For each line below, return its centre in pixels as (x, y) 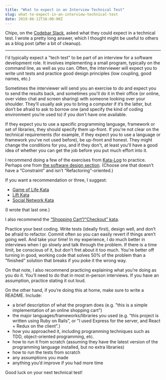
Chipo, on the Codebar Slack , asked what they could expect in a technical (80, 33)
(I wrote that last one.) (28, 210)
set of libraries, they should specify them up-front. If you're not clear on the (82, 130)
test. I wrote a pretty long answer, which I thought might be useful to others (82, 38)
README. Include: (23, 295)
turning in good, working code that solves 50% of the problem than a (75, 255)
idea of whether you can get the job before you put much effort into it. (76, 150)
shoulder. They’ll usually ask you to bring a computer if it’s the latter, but (78, 104)
